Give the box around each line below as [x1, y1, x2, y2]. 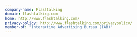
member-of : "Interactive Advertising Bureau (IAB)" [5, 25, 113, 30]
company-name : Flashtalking [5, 7, 63, 12]
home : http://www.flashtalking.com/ [5, 16, 80, 21]
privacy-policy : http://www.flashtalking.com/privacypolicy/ [5, 20, 133, 25]
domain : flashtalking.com [5, 12, 58, 16]
